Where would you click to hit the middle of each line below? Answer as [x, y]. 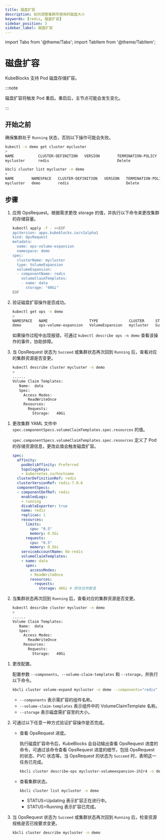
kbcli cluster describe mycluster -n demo [56, 833]
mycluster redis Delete [68, 161]
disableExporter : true [44, 506]
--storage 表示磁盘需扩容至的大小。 [56, 712]
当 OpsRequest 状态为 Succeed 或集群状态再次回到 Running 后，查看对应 [84, 352]
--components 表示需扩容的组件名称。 [57, 700]
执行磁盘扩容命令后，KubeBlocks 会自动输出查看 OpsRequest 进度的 [89, 743]
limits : [33, 525]
